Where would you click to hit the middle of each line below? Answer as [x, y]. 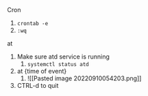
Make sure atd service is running [63, 57]
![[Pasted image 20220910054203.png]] [84, 78]
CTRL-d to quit [38, 85]
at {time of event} [42, 71]
